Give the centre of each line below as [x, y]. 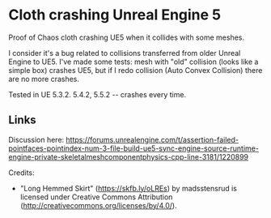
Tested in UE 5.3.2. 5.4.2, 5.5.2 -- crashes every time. [97, 94]
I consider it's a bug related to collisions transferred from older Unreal [125, 53]
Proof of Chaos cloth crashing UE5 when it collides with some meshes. [127, 37]
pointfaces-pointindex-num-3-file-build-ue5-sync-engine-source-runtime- [133, 148]
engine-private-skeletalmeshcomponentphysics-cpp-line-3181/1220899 [129, 156]
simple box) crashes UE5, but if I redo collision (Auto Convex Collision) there [135, 70]
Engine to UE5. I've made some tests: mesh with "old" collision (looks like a [133, 62]
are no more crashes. [44, 79]
